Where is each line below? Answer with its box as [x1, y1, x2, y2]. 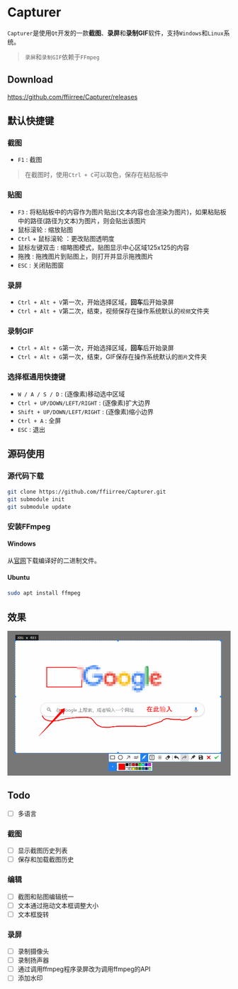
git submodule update [7, 504, 72, 511]
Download [7, 74, 53, 86]
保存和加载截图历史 [17, 855, 74, 864]
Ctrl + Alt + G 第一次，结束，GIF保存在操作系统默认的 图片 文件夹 [17, 352, 208, 361]
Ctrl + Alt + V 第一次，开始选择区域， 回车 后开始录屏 [17, 298, 175, 306]
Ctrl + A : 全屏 [17, 416, 62, 425]
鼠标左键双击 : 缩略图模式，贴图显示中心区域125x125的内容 [17, 243, 190, 252]
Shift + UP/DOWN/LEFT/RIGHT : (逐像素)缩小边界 [17, 407, 154, 416]
